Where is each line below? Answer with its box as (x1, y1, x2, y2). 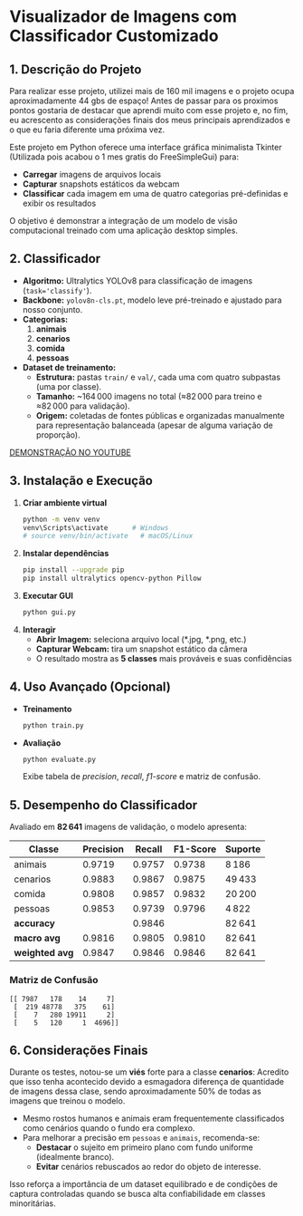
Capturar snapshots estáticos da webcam (22, 179, 180, 189)
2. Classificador (9, 251, 101, 266)
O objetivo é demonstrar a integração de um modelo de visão (9, 216, 238, 226)
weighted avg (14, 947, 74, 960)
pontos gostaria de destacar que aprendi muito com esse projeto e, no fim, (9, 105, 289, 115)
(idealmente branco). (35, 1152, 115, 1163)
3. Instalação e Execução (9, 473, 154, 488)
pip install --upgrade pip (22, 565, 125, 574)
